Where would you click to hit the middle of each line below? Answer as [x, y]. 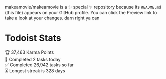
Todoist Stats [33, 38]
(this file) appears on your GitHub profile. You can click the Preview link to [81, 13]
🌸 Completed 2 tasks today [33, 59]
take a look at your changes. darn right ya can [52, 18]
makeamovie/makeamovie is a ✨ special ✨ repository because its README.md [83, 7]
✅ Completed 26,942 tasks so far [39, 65]
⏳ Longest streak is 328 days [35, 71]
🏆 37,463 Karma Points [30, 52]
